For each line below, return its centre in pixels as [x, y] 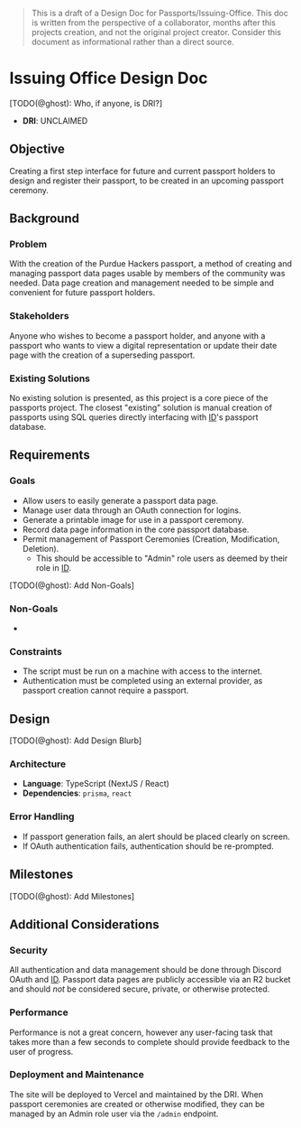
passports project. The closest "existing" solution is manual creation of [141, 408]
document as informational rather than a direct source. [132, 42]
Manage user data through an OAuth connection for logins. [132, 510]
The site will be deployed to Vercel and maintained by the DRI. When [137, 1094]
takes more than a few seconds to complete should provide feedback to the [150, 1041]
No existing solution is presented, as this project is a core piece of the [139, 398]
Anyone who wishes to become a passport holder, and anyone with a [137, 336]
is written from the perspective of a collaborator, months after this [154, 23]
